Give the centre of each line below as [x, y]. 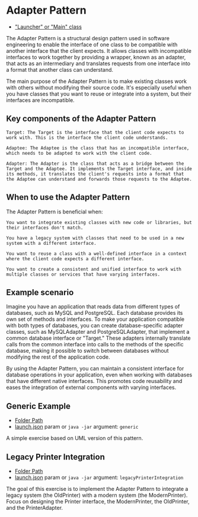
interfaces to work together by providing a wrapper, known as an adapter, [96, 57]
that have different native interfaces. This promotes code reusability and [94, 381]
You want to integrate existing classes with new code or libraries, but [99, 222]
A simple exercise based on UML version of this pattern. [75, 438]
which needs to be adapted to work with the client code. [79, 153]
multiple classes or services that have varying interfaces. [83, 274]
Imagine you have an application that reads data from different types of [93, 307]
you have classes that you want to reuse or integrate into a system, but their [99, 94]
